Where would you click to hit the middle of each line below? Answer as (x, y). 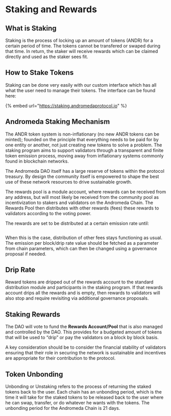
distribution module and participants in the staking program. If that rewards (84, 288)
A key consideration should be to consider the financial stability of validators (86, 347)
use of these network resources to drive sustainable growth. (69, 181)
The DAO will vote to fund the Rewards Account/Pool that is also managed (84, 327)
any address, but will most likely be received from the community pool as (82, 197)
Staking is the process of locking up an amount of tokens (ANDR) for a (79, 40)
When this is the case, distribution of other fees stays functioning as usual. (84, 238)
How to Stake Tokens (40, 73)
